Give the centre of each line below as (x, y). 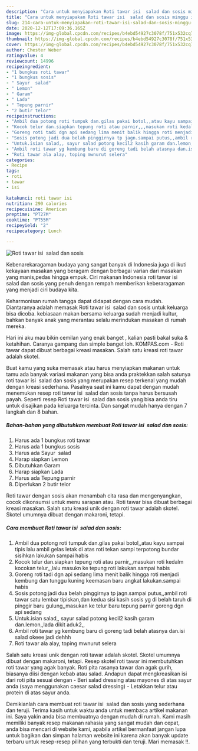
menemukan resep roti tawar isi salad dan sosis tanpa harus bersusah (92, 393)
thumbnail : (19, 39)
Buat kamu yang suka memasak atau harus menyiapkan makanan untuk (93, 368)
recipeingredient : (29, 66)
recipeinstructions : (32, 116)
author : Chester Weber (34, 50)
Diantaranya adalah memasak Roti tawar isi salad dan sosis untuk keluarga (97, 307)
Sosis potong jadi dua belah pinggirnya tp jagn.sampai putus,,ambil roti (101, 593)
